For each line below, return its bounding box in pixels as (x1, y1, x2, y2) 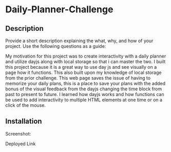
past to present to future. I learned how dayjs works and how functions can (5, 91, 164, 97)
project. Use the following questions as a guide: (5, 43, 106, 49)
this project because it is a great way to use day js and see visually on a (5, 64, 157, 70)
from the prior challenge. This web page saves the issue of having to (5, 75, 150, 81)
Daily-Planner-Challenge (5, 4, 113, 15)
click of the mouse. (5, 102, 46, 108)
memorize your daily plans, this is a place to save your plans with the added (5, 81, 166, 86)
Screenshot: (5, 130, 31, 137)
